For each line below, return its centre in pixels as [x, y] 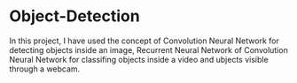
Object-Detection [74, 16]
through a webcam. [45, 69]
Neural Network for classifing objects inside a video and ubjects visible [139, 59]
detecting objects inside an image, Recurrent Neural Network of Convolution [148, 49]
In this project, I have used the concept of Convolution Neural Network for [144, 41]
